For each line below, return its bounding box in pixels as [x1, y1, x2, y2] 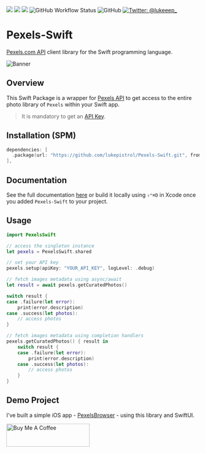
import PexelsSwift [6, 232, 56, 238]
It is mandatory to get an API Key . [21, 112, 106, 120]
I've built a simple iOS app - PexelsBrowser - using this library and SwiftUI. [6, 411, 195, 419]
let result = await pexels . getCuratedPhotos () [6, 282, 128, 288]
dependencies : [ [6, 147, 48, 153]
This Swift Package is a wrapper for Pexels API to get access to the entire [6, 94, 192, 101]
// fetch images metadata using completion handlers [6, 333, 144, 339]
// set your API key [6, 259, 59, 266]
